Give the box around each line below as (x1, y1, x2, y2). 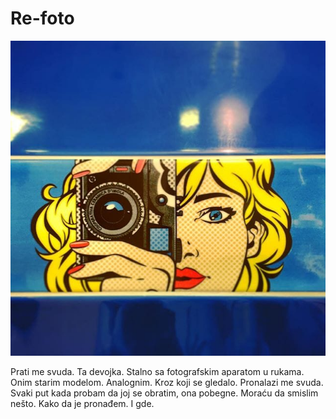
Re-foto (10, 7, 75, 30)
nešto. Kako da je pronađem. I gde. (10, 397, 155, 409)
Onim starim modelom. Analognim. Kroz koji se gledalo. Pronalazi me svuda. (10, 376, 324, 388)
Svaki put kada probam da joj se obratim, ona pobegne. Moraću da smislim (10, 387, 319, 399)
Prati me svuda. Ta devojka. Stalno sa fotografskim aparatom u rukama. (10, 365, 305, 377)
